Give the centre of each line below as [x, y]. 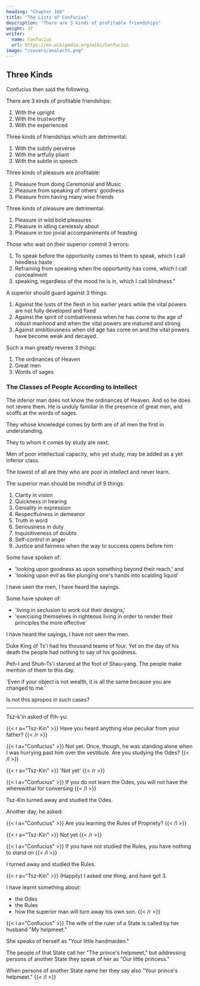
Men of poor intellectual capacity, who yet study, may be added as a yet [95, 454]
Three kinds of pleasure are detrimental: [56, 208]
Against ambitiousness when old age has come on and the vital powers [102, 330]
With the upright [35, 112]
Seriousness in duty [39, 527]
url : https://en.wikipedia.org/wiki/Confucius [70, 45]
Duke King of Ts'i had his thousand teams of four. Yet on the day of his [93, 646]
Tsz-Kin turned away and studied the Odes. [60, 800]
